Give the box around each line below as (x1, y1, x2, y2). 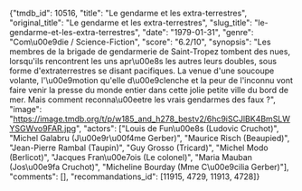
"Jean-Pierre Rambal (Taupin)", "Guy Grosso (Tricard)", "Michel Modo (9, 142, 269, 153)
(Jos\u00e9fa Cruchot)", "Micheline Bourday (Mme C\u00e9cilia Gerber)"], (9, 162, 289, 172)
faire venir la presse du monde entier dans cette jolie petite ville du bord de (9, 85, 289, 95)
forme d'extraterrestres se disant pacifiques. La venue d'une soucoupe (9, 65, 275, 76)
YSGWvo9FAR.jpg (9, 123, 77, 134)
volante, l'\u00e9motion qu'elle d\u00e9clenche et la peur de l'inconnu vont (9, 75, 294, 85)
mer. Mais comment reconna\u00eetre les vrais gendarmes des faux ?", (9, 94, 276, 105)
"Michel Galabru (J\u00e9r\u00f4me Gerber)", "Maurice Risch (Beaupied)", (9, 133, 290, 143)
